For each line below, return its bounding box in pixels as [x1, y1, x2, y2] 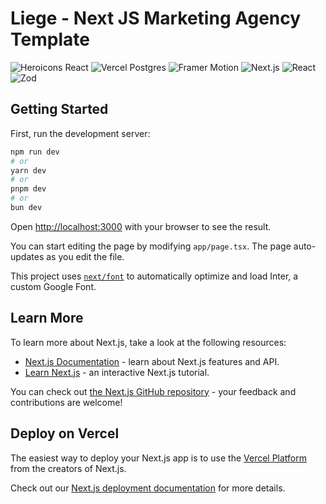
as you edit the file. [46, 250, 125, 262]
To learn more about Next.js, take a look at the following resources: [10, 336, 287, 348]
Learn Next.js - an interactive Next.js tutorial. [24, 366, 210, 378]
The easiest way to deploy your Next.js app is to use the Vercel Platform [10, 452, 308, 464]
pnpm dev [10, 184, 47, 194]
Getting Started [10, 101, 109, 118]
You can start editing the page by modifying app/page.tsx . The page [10, 240, 292, 252]
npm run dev [10, 147, 60, 157]
